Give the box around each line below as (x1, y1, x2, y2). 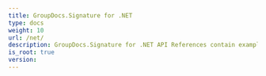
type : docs (8, 19, 44, 27)
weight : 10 (8, 26, 44, 34)
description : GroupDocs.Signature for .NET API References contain (8, 41, 236, 49)
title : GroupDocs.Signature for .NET (8, 11, 133, 20)
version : (8, 56, 37, 64)
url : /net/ (8, 33, 44, 42)
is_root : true (8, 48, 55, 56)
